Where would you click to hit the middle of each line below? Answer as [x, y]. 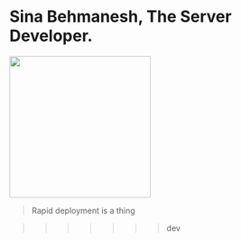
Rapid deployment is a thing [83, 210]
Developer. [51, 36]
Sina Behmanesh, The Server [120, 17]
